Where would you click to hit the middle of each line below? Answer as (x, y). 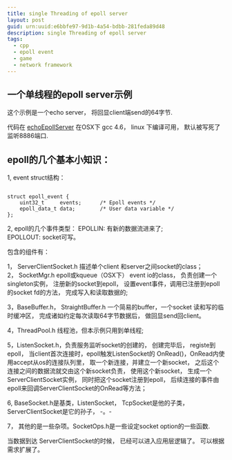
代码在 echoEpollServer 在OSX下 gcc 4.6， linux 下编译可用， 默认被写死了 (114, 127)
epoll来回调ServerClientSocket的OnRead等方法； (77, 388)
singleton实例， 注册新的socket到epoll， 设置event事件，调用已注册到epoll (114, 284)
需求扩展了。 (25, 450)
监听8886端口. (28, 136)
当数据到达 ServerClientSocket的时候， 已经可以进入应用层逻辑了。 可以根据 (116, 441)
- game (23, 59)
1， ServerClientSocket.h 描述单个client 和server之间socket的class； (105, 267)
